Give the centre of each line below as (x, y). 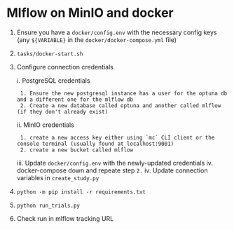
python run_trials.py (48, 205)
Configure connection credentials (65, 67)
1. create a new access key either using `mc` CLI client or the (117, 137)
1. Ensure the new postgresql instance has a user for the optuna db (124, 93)
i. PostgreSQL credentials (53, 80)
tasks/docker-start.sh (50, 54)
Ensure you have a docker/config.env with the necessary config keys (117, 32)
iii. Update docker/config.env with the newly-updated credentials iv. (115, 163)
